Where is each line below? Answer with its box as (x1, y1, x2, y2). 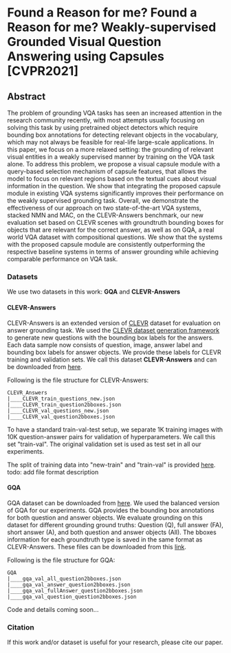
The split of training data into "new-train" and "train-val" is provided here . (7, 461, 216, 469)
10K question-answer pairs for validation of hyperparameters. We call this (7, 432, 216, 441)
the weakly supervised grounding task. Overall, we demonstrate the (7, 197, 199, 204)
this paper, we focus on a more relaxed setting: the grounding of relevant (7, 146, 214, 153)
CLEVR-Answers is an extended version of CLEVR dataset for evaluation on (7, 318, 221, 327)
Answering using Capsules (7, 49, 165, 65)
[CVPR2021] (7, 63, 79, 79)
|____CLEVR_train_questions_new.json (7, 395, 115, 402)
